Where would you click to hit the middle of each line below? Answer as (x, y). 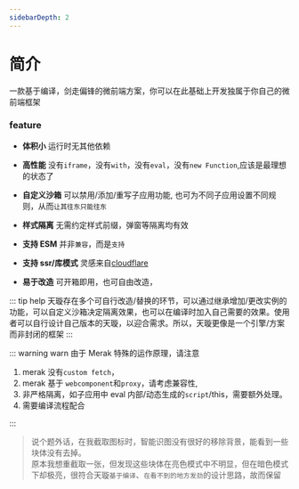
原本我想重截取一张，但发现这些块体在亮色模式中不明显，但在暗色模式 (160, 463)
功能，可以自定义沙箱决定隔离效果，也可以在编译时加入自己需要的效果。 (141, 312)
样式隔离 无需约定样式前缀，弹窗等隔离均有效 (105, 224)
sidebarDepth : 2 (39, 17)
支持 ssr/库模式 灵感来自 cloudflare (85, 263)
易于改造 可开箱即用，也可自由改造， (89, 281)
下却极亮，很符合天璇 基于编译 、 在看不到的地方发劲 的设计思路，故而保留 (156, 475)
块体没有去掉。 (58, 452)
